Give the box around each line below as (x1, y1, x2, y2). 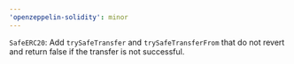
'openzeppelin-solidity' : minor (9, 12, 128, 22)
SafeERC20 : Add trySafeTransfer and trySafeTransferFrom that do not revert (9, 37, 285, 47)
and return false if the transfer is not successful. (9, 46, 185, 57)
